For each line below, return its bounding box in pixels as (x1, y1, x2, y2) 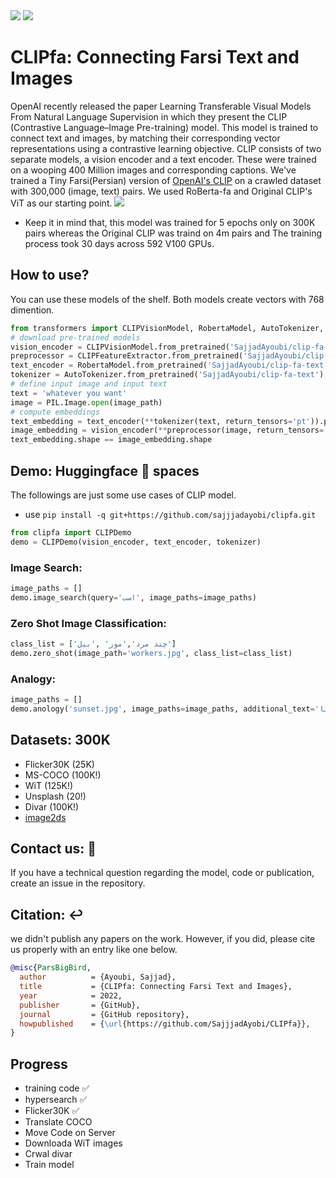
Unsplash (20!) (24, 790, 87, 802)
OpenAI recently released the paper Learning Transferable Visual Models (10, 100, 312, 112)
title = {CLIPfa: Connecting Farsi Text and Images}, (19, 982, 293, 992)
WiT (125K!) (24, 779, 74, 791)
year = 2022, (19, 990, 123, 1001)
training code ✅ (24, 1082, 90, 1094)
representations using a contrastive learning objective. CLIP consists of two (10, 142, 322, 154)
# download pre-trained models (10, 332, 141, 343)
